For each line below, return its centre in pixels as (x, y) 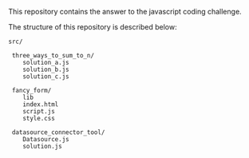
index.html (41, 105)
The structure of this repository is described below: (93, 27)
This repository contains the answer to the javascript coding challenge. (125, 12)
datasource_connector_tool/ (58, 132)
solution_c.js (46, 77)
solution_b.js (46, 69)
